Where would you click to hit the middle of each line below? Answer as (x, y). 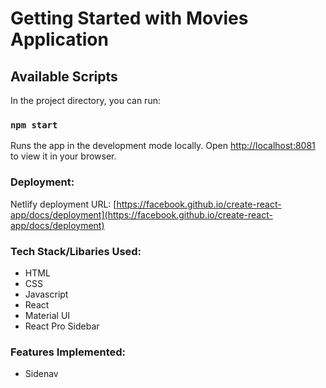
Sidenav (41, 374)
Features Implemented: (68, 352)
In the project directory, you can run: (85, 100)
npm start (34, 125)
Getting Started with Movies (129, 18)
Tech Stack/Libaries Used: (76, 251)
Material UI (47, 315)
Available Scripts (64, 76)
